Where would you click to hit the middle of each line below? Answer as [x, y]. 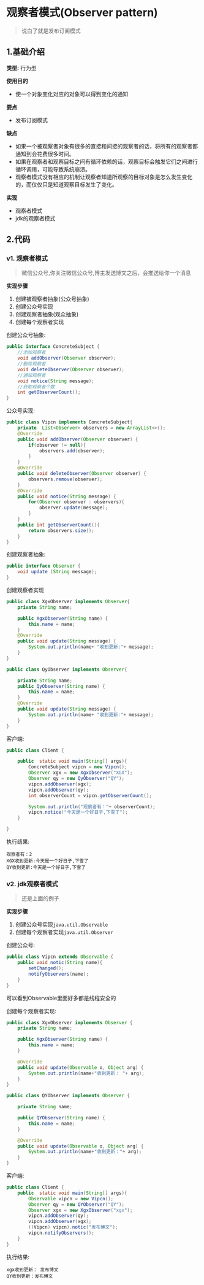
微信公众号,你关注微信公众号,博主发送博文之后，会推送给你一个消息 [106, 273]
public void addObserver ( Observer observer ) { [78, 439]
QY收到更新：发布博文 [30, 1276]
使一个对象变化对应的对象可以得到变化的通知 [72, 94]
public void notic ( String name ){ [60, 963]
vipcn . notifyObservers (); [62, 1233]
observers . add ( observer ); [72, 451]
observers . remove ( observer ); [66, 479]
